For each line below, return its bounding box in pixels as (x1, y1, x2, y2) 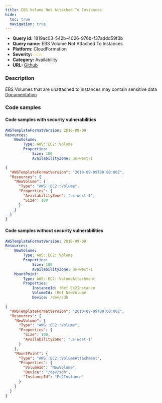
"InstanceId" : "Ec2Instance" (23, 374, 84, 379)
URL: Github (12, 62, 38, 68)
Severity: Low (12, 51, 43, 57)
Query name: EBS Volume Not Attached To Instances (12, 41, 123, 47)
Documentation (5, 91, 37, 97)
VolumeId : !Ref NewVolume (32, 291, 86, 296)
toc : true (10, 17, 30, 22)
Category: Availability (12, 56, 58, 63)
